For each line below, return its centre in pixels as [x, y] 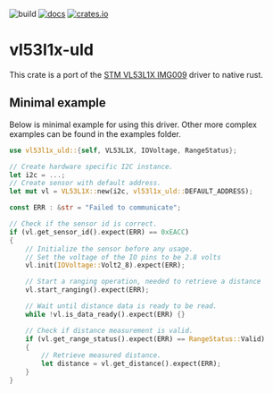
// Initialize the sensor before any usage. [109, 249]
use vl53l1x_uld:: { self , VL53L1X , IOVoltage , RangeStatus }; [124, 150]
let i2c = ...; [37, 175]
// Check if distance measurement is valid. [109, 330]
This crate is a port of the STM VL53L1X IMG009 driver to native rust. [136, 74]
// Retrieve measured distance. [102, 355]
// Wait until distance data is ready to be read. [121, 306]
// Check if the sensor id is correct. [83, 224]
